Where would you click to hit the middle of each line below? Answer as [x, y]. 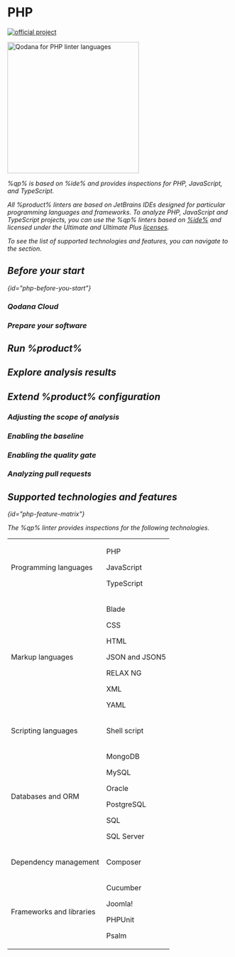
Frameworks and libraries [53, 912]
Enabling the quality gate [52, 455]
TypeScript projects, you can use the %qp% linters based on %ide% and [114, 219]
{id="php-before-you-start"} [49, 288]
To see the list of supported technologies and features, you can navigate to [118, 241]
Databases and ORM [45, 797]
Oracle [117, 789]
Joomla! [120, 904]
